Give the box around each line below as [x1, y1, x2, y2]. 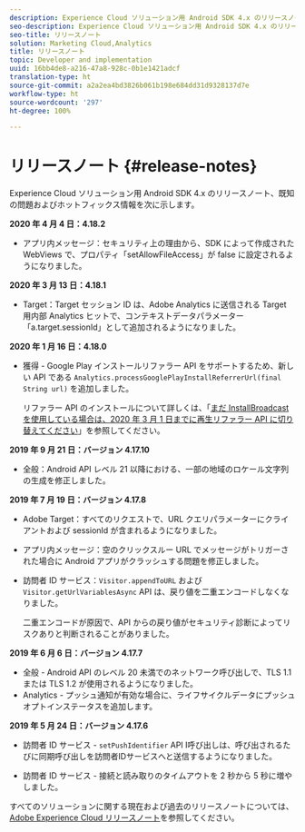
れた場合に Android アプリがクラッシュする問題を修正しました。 [22, 556, 264, 567]
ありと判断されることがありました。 [38, 629, 174, 639]
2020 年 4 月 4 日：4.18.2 [9, 219, 106, 230]
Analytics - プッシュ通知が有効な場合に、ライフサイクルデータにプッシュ [22, 689, 296, 700]
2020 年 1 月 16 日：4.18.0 [9, 342, 107, 352]
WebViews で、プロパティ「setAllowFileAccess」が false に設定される [22, 249, 286, 260]
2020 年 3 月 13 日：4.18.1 [9, 280, 106, 291]
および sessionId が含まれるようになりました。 [46, 525, 222, 536]
